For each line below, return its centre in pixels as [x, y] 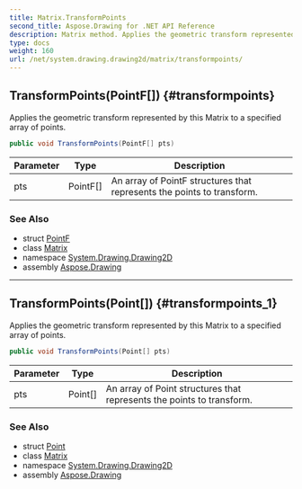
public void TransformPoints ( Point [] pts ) [90, 351]
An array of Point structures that [173, 388]
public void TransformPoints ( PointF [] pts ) [92, 143]
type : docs [30, 43]
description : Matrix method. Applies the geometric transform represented [152, 34]
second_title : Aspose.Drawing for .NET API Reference [112, 26]
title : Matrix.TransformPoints [68, 18]
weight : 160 [31, 51]
